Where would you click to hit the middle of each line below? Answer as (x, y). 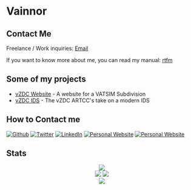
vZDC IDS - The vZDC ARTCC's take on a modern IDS (82, 100)
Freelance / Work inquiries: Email (47, 48)
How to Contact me (43, 120)
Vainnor (27, 11)
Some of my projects (46, 79)
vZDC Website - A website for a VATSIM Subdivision (80, 94)
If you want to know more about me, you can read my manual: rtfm (89, 60)
